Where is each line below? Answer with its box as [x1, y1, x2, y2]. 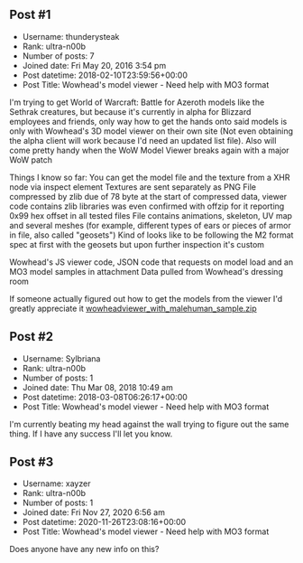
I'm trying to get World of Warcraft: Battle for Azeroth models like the [9, 97, 265, 108]
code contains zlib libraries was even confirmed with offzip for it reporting [9, 201, 285, 211]
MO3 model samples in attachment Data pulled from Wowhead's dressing [9, 266, 284, 277]
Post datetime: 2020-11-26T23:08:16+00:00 [22, 517, 187, 528]
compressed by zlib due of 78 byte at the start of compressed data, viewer [9, 191, 288, 202]
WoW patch [9, 154, 52, 165]
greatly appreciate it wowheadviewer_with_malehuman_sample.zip [9, 303, 257, 314]
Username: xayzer [22, 478, 91, 489]
